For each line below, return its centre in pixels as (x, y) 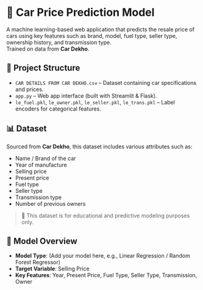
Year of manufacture (41, 165)
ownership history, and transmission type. (59, 42)
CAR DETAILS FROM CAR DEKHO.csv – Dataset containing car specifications (106, 82)
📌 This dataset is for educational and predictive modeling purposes (105, 216)
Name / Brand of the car (45, 158)
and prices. (29, 89)
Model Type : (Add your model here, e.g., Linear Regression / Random (102, 256)
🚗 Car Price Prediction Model (80, 13)
